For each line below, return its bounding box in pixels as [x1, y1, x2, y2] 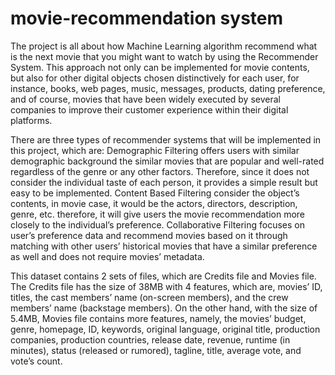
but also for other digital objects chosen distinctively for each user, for [10, 72, 300, 84]
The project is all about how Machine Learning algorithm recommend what [10, 40, 318, 52]
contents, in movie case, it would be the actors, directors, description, [10, 197, 298, 209]
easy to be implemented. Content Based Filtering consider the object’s [10, 187, 300, 199]
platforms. [10, 114, 53, 126]
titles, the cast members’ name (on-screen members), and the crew [10, 291, 289, 303]
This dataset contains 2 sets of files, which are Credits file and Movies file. [10, 270, 317, 282]
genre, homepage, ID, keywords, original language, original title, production [10, 323, 321, 335]
